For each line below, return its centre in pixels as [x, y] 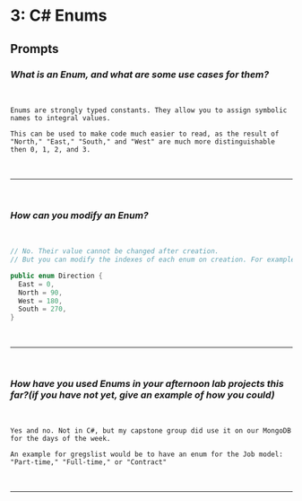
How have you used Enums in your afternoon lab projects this [147, 384]
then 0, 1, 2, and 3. [51, 149]
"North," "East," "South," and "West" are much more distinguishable [143, 141]
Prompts [35, 49]
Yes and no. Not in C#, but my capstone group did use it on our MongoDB [151, 431]
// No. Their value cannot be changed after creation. [115, 251]
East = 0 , [36, 284]
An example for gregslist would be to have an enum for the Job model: [147, 454]
